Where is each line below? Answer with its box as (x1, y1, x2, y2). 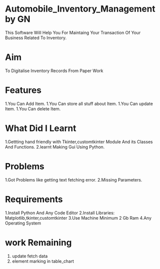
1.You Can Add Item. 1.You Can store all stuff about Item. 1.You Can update (5, 101, 153, 106)
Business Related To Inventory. (5, 35, 67, 41)
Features (5, 85, 42, 96)
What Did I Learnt (5, 123, 77, 134)
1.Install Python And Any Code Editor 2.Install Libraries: (5, 209, 115, 216)
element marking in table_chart (12, 258, 74, 264)
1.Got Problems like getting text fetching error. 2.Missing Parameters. (5, 177, 143, 182)
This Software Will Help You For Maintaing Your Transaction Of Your (5, 30, 141, 35)
